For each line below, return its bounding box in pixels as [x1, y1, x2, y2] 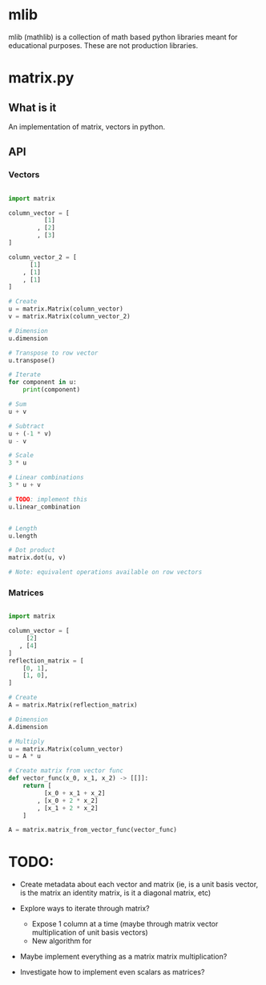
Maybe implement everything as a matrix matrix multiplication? [19, 952, 228, 962]
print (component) [22, 386, 81, 394]
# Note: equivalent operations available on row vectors [8, 568, 203, 577]
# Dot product [8, 546, 56, 554]
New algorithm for [31, 936, 92, 946]
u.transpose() [8, 356, 56, 364]
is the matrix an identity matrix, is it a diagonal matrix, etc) [19, 888, 212, 898]
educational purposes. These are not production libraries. [8, 40, 199, 50]
